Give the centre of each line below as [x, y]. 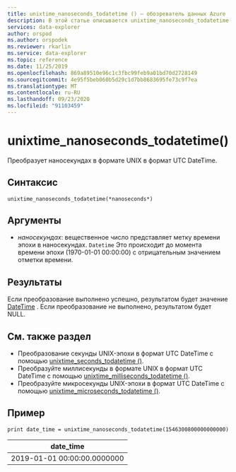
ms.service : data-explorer [47, 54]
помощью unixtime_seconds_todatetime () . [81, 361]
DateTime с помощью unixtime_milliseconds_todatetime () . [104, 376]
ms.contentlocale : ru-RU [44, 93]
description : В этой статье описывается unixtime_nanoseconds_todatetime [118, 20]
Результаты [35, 282]
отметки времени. [45, 260]
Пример [26, 413]
